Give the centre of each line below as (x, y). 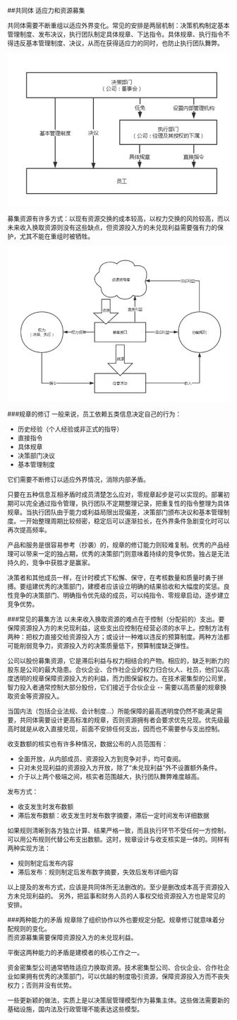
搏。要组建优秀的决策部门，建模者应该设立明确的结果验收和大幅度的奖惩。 (115, 586)
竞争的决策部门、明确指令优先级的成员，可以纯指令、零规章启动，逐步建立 (121, 596)
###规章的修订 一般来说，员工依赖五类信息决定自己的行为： (95, 414)
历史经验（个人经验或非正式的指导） (70, 429)
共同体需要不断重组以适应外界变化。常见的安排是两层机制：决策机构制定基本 (119, 25)
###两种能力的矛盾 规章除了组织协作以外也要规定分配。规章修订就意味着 (113, 920)
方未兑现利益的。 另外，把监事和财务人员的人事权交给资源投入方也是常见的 (116, 896)
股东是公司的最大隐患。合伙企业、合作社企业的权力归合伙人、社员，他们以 (115, 670)
